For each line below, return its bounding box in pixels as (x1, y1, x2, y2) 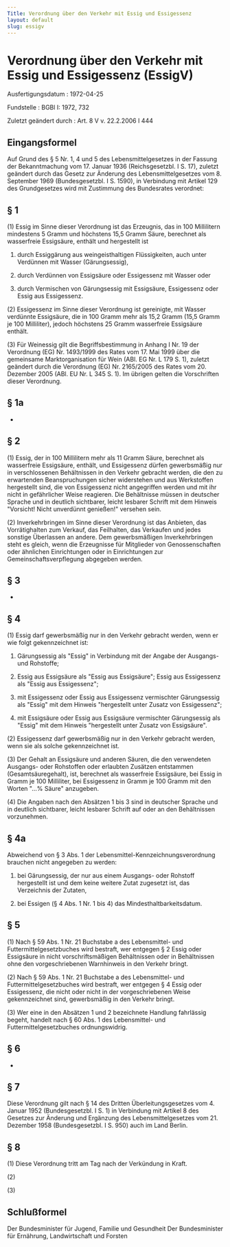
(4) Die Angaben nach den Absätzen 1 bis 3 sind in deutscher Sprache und (7, 798, 218, 806)
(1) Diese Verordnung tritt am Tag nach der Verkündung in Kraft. (7, 1160, 187, 1168)
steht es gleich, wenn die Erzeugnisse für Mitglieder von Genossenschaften (7, 540, 221, 548)
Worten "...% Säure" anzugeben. (7, 785, 100, 793)
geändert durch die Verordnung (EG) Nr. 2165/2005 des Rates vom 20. (7, 362, 207, 371)
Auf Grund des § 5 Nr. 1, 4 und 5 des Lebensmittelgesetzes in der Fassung (7, 155, 218, 163)
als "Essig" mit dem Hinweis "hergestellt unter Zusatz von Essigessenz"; (16, 701, 222, 709)
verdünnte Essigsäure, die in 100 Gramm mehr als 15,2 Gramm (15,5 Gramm (7, 312, 220, 320)
